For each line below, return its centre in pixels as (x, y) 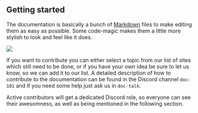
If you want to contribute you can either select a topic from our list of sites (99, 60)
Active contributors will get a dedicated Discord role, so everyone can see (99, 97)
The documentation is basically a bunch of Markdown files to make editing (99, 24)
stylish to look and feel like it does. (49, 37)
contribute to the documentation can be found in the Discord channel (92, 79)
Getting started (36, 10)
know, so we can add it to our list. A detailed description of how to (89, 73)
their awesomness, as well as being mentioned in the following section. (95, 103)
